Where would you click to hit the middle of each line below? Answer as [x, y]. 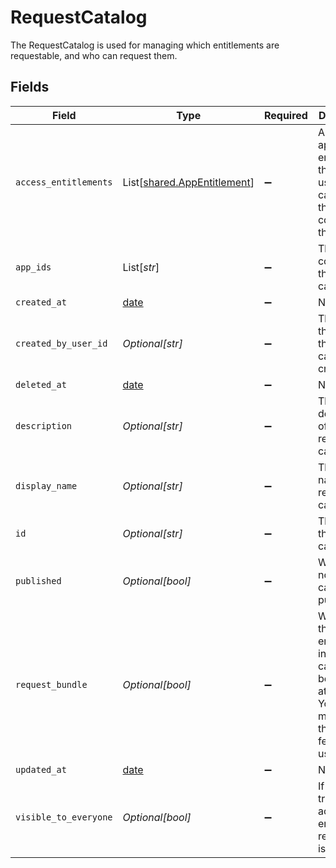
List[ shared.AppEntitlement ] [188, 182]
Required [285, 115]
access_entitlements [64, 182]
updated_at [41, 769]
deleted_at [41, 384]
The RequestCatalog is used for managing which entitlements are [145, 45]
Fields [30, 87]
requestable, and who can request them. [94, 55]
